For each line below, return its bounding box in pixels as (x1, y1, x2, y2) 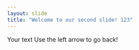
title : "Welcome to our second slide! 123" (7, 16, 134, 23)
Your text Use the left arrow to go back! (7, 35, 118, 43)
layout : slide (7, 10, 48, 17)
